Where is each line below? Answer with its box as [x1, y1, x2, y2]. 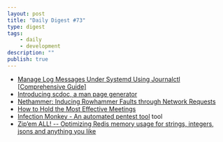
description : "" [7, 50, 55, 57]
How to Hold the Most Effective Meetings [17, 104, 136, 113]
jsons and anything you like [17, 127, 96, 135]
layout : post [7, 10, 45, 17]
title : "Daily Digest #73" [7, 17, 86, 24]
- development [20, 43, 61, 50]
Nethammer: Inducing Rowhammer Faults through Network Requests [17, 97, 216, 106]
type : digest [7, 23, 45, 30]
